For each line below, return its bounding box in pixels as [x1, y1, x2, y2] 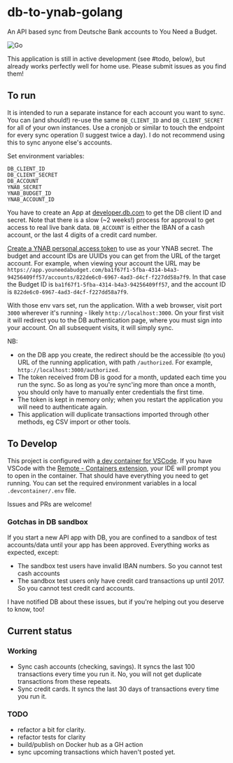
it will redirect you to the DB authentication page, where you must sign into [7, 316, 223, 324]
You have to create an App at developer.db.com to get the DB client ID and [7, 208, 222, 216]
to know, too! [7, 605, 45, 613]
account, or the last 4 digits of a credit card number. [7, 231, 157, 239]
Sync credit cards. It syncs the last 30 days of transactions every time [17, 685, 219, 693]
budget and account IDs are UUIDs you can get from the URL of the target [7, 252, 220, 260]
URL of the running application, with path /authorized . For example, [17, 358, 213, 366]
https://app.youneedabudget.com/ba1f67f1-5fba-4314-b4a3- [7, 266, 180, 273]
